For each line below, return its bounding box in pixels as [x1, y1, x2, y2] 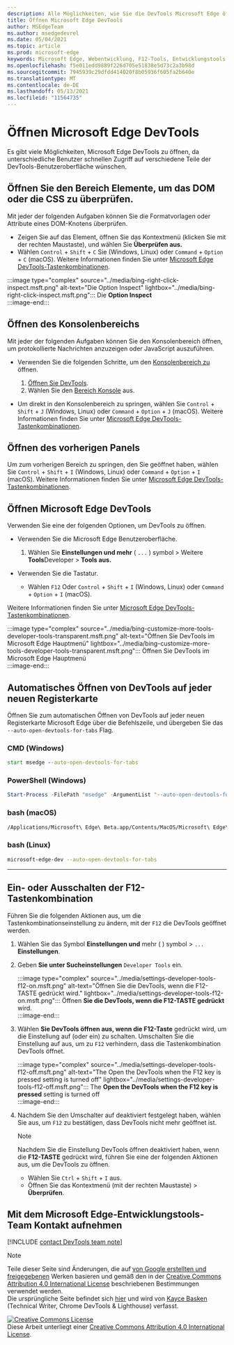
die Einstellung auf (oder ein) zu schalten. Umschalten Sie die [17, 1032, 194, 1040]
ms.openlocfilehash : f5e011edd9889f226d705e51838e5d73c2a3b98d [7, 62, 195, 69]
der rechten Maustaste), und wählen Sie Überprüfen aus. [17, 240, 182, 248]
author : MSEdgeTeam [7, 23, 64, 30]
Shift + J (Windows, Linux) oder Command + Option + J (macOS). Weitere [17, 407, 224, 415]
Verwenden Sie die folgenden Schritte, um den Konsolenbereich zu [17, 358, 210, 366]
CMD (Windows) [7, 743, 65, 753]
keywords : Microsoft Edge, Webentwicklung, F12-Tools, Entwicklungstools [7, 56, 226, 63]
